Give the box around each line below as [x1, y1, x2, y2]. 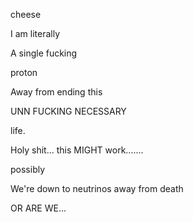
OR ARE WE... [10, 202, 67, 214]
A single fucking [10, 47, 78, 59]
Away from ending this [10, 86, 103, 98]
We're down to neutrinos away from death [10, 183, 184, 194]
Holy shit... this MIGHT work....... [10, 144, 144, 156]
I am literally [10, 28, 60, 39]
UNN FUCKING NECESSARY [10, 105, 127, 117]
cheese [10, 9, 42, 20]
